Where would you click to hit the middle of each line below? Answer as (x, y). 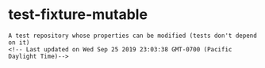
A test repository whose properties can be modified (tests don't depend (133, 36)
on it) (19, 42)
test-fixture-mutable (78, 15)
